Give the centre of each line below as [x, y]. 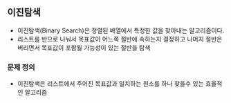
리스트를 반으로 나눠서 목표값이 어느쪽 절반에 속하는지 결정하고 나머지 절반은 [120, 39]
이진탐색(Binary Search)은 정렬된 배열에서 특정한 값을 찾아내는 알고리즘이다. [121, 30]
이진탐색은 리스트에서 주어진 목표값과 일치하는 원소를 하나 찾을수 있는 [110, 84]
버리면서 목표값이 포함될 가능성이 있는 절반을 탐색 [84, 48]
